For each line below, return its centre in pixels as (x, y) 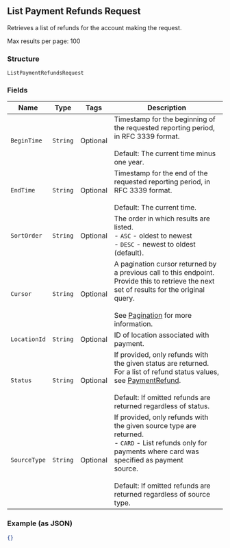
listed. (124, 227)
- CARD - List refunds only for (161, 443)
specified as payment (149, 460)
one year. (129, 162)
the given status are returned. (162, 364)
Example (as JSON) (40, 523)
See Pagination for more (153, 316)
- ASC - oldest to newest (153, 236)
